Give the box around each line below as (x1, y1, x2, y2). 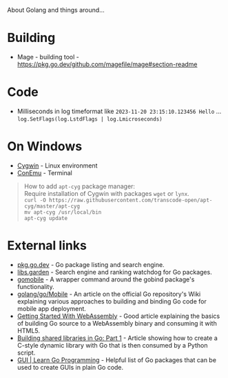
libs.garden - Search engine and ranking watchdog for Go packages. (17, 268, 212, 276)
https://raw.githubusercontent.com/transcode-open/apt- (49, 197, 213, 203)
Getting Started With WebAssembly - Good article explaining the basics (17, 312, 220, 320)
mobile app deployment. (17, 304, 86, 312)
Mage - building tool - (17, 52, 79, 61)
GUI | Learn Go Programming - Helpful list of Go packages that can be (17, 355, 217, 364)
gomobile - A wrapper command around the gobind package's (17, 275, 195, 283)
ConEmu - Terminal (17, 168, 72, 177)
